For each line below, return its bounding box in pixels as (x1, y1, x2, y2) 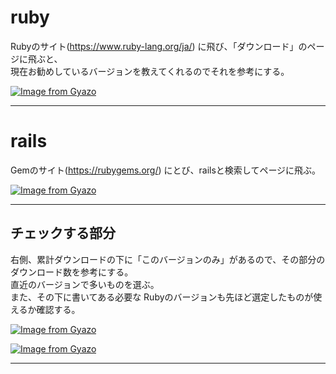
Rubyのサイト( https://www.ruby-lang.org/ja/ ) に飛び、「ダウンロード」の (10, 40, 308, 52)
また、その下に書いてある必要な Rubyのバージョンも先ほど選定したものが (10, 291, 314, 303)
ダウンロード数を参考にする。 (10, 266, 134, 278)
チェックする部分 (10, 225, 116, 242)
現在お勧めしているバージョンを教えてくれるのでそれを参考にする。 (10, 65, 290, 77)
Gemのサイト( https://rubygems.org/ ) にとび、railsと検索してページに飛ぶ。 (10, 164, 322, 176)
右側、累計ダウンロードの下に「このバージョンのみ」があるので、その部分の (10, 253, 326, 265)
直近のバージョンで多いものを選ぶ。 (10, 278, 160, 290)
